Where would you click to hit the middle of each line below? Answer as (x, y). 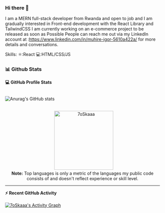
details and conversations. (32, 45)
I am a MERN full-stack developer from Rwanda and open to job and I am (79, 19)
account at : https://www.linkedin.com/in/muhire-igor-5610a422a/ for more (80, 39)
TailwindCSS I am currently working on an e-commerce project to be (74, 29)
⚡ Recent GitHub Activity (31, 193)
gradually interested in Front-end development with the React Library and (79, 24)
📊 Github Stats (23, 69)
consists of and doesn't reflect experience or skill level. (82, 178)
